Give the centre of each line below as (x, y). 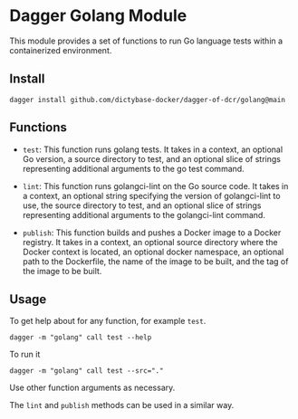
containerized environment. (61, 50)
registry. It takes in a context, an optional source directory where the (150, 242)
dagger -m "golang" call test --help (81, 338)
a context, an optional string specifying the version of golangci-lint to (151, 195)
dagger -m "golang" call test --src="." (87, 371)
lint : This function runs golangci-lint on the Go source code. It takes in (155, 186)
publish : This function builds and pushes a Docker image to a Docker (152, 233)
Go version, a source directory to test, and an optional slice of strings (151, 158)
